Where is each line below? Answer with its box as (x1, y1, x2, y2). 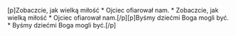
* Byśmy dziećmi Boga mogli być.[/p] (7, 21, 117, 29)
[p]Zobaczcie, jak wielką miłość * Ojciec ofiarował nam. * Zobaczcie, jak (7, 6, 219, 14)
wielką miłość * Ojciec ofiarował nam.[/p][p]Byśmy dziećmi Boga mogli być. (7, 13, 230, 22)
